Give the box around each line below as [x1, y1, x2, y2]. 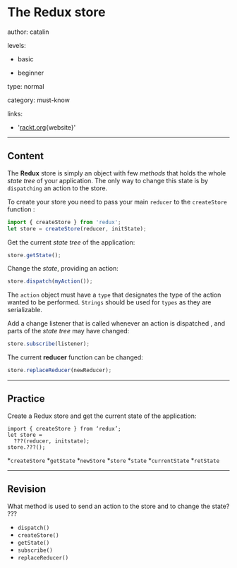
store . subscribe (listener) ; [7, 340, 90, 347]
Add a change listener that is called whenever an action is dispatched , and [7, 319, 226, 328]
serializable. [7, 306, 42, 314]
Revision [7, 483, 47, 495]
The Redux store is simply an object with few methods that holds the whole [7, 168, 226, 177]
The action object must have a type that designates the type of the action [7, 290, 221, 300]
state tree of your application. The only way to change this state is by [7, 176, 209, 185]
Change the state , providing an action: [7, 264, 119, 273]
